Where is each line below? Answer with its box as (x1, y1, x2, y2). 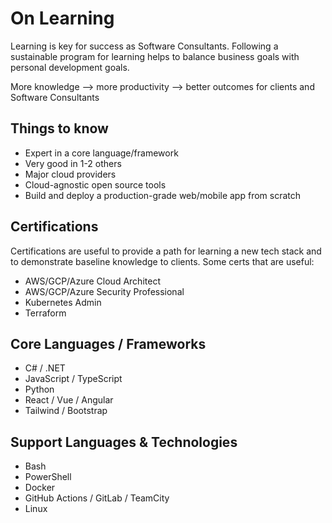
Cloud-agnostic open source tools (24, 178, 167, 191)
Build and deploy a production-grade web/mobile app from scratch (24, 189, 302, 201)
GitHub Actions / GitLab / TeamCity (24, 492, 170, 504)
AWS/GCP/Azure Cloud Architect (24, 275, 161, 287)
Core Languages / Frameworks (10, 335, 207, 352)
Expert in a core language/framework (24, 147, 179, 159)
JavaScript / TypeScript (24, 373, 123, 385)
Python (24, 383, 55, 396)
